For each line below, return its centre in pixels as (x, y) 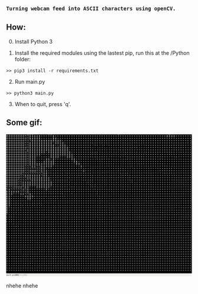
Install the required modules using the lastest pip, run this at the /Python (102, 53)
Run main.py (30, 81)
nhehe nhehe (22, 286)
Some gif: (24, 123)
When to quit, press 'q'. (43, 104)
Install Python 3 (34, 41)
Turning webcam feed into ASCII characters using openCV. (91, 8)
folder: (23, 59)
